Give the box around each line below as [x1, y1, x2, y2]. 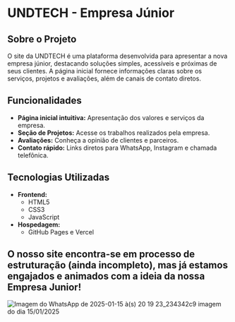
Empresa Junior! [7, 281, 82, 294]
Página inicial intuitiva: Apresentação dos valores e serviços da [17, 113, 205, 121]
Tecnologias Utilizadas [7, 172, 110, 184]
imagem [198, 300, 222, 309]
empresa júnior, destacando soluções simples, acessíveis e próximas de [7, 59, 217, 68]
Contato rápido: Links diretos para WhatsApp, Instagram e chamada [17, 143, 217, 152]
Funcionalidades [7, 95, 83, 107]
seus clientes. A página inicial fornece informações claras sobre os [7, 67, 203, 75]
